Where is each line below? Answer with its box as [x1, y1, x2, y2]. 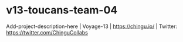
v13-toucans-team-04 [6, 3, 118, 17]
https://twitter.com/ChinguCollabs [6, 29, 88, 36]
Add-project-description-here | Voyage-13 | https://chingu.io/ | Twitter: [6, 23, 178, 30]
